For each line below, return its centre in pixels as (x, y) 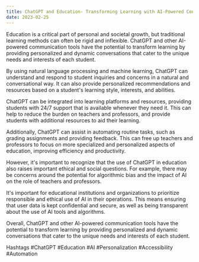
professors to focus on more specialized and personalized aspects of (91, 144)
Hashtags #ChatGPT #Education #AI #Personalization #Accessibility (89, 247)
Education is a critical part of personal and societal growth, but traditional (96, 34)
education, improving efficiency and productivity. (66, 151)
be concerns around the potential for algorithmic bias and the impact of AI (97, 175)
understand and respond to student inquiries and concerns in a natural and (98, 77)
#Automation (22, 254)
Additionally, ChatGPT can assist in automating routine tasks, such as (91, 132)
